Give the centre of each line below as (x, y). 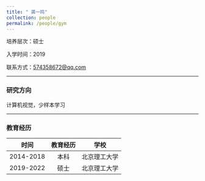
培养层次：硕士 (25, 41)
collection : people (31, 18)
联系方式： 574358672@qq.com (46, 67)
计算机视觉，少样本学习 (36, 105)
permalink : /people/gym (37, 23)
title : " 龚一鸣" (27, 12)
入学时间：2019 (26, 54)
